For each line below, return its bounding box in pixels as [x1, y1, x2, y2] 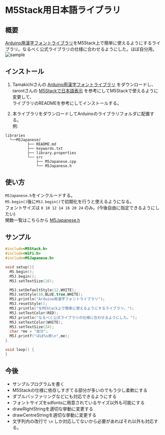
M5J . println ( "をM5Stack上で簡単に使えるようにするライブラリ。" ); [9, 306, 135, 311]
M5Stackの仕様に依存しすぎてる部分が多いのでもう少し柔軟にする [12, 387, 148, 393]
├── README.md [27, 142, 56, 146]
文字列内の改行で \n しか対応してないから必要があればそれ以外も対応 [12, 418, 154, 424]
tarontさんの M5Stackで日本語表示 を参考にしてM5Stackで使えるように [12, 87, 159, 93]
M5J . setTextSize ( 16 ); [9, 279, 55, 284]
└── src [27, 154, 43, 159]
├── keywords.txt [27, 146, 63, 151]
